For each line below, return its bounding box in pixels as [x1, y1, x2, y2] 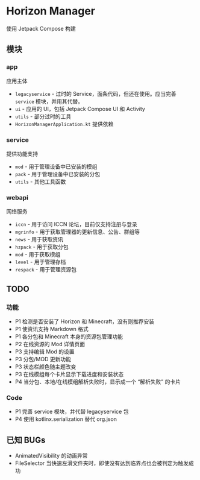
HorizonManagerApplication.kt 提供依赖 [14, 120, 114, 127]
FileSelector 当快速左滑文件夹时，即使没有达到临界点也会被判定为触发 [14, 459, 189, 467]
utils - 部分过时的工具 [14, 113, 71, 120]
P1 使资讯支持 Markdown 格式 [14, 325, 89, 332]
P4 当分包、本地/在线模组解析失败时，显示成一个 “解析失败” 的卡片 [14, 378, 181, 385]
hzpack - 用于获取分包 [14, 243, 69, 251]
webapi [6, 193, 29, 201]
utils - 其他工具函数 [14, 178, 66, 185]
